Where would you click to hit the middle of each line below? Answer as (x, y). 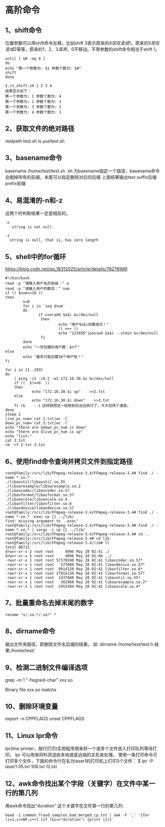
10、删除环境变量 (32, 706)
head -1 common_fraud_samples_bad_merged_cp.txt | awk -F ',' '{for (77, 815)
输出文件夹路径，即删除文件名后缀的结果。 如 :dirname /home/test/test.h (79, 644)
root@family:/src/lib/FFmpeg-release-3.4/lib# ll (57, 543)
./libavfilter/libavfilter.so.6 (38, 504)
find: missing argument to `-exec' (42, 521)
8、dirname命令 (30, 631)
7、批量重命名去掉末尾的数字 (50, 603)
